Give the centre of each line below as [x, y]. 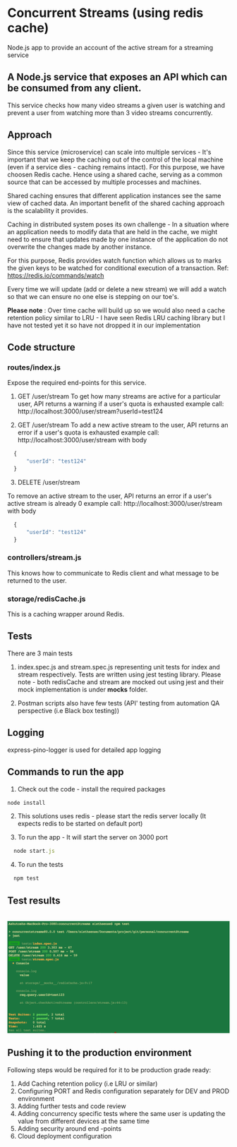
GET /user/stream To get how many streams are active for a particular [119, 396]
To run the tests [40, 865]
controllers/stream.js [44, 557]
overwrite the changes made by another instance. [80, 247]
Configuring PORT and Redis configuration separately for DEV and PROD [123, 1091]
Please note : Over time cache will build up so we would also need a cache [116, 310]
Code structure [41, 347]
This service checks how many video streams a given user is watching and [116, 105]
